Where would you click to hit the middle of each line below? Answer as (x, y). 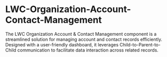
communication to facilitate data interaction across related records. (88, 50)
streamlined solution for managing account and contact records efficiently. (84, 39)
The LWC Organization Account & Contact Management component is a (81, 34)
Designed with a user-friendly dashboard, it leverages (62, 44)
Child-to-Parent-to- (140, 44)
